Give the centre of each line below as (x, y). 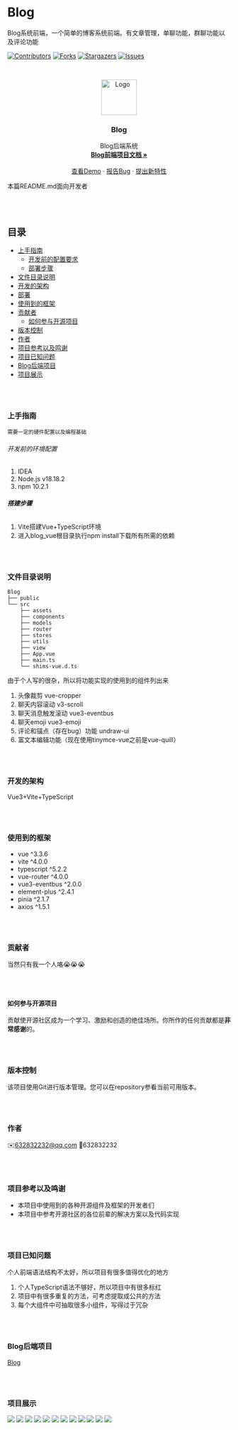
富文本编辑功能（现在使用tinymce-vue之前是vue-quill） (98, 740)
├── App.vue (38, 654)
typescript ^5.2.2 (42, 869)
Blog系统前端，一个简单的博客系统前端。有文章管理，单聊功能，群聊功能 (113, 33)
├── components (42, 617)
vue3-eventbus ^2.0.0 (50, 884)
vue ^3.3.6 (33, 854)
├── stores (36, 636)
